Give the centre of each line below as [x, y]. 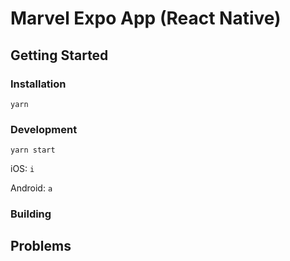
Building [31, 214]
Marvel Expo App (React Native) [146, 18]
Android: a [31, 188]
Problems [41, 246]
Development [44, 129]
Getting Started [59, 55]
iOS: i [22, 169]
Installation [38, 84]
